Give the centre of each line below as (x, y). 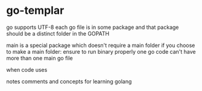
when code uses (27, 69)
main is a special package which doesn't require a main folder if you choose (101, 45)
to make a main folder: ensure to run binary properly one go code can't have (101, 51)
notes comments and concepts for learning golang (69, 81)
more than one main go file (40, 58)
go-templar (35, 11)
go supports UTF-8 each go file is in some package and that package (93, 27)
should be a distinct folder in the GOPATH (58, 33)
